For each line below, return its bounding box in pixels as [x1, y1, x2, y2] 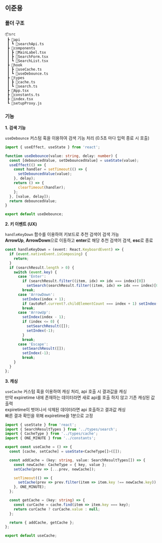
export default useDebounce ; [5, 212, 64, 217]
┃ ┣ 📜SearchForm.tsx [7, 54, 49, 59]
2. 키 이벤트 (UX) [5, 221, 37, 227]
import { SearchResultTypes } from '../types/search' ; [5, 427, 118, 432]
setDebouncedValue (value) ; [17, 171, 72, 176]
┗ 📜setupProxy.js [7, 101, 42, 106]
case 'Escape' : [17, 341, 49, 347]
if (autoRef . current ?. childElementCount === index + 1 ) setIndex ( [22, 301, 159, 306]
